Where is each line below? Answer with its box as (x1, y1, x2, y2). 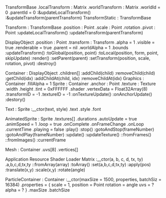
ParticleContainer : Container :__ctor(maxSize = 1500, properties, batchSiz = (5, 177, 162, 182)
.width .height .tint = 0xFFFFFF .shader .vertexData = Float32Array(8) (5, 86, 148, 92)
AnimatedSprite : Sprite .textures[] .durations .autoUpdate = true (5, 116, 137, 121)
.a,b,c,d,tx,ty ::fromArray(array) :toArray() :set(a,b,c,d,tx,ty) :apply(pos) (5, 162, 151, 167)
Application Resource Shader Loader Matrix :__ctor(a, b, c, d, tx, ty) (5, 156, 144, 162)
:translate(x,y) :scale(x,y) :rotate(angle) (5, 167, 86, 173)
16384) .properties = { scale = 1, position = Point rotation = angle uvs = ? (5, 182, 155, 188)
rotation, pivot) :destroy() (5, 61, 57, 66)
